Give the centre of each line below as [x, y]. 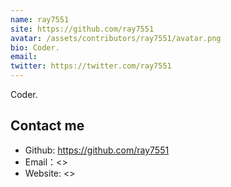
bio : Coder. [35, 47]
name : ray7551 [40, 19]
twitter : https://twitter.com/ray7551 [91, 66]
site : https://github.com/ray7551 [82, 29]
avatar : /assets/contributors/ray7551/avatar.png [116, 38]
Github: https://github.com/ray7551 [97, 150]
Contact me [47, 126]
